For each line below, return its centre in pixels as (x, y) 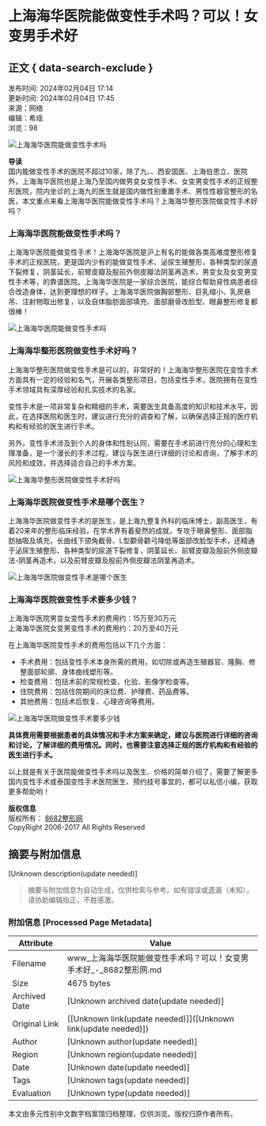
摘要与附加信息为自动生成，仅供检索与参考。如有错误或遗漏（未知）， (140, 890)
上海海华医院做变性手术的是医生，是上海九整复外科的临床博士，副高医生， (129, 520)
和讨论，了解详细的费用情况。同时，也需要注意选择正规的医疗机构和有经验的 (133, 745)
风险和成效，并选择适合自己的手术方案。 (74, 462)
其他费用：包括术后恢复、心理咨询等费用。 (89, 702)
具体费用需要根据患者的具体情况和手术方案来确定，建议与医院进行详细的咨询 (133, 735)
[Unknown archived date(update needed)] (145, 1001)
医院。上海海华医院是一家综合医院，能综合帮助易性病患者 (157, 282)
